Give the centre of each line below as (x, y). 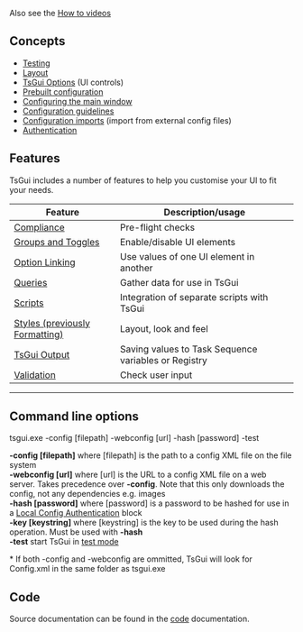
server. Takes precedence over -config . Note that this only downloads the (147, 484)
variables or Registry (164, 360)
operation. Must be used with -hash (76, 532)
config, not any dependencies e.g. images (87, 494)
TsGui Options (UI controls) (73, 82)
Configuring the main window (77, 101)
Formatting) (39, 334)
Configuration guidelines (68, 111)
